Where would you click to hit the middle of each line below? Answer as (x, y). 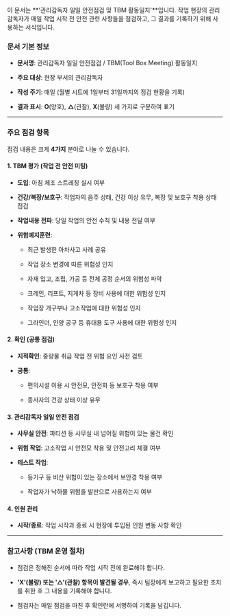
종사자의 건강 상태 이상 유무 (64, 400)
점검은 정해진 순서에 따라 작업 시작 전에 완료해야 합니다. (91, 567)
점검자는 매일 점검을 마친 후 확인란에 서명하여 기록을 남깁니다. (99, 605)
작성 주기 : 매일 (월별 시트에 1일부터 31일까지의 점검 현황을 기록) (101, 92)
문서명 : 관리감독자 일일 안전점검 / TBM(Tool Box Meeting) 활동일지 (107, 63)
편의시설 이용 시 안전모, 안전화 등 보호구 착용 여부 (93, 385)
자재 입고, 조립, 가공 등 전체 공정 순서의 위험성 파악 (94, 278)
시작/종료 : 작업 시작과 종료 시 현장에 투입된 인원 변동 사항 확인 (99, 525)
